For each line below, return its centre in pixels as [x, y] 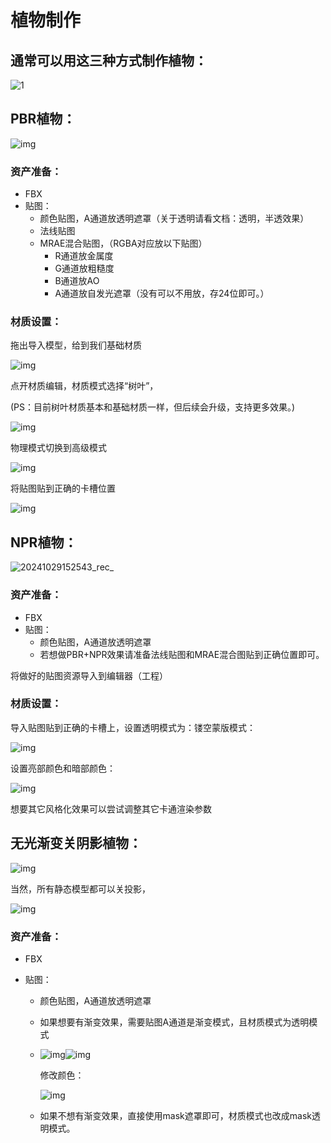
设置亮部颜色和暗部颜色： [63, 768]
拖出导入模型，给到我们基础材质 [76, 345]
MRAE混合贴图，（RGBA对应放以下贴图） [123, 243]
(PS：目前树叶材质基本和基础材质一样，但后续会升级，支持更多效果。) [153, 407]
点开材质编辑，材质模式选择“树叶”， [84, 386]
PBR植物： [43, 119]
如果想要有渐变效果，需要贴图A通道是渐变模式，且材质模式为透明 [174, 1022]
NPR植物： [44, 542]
